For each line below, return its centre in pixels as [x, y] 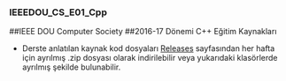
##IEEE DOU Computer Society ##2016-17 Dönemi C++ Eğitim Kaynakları [143, 32]
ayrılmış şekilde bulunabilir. [71, 67]
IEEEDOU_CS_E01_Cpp [58, 12]
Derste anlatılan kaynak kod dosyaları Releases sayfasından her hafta [148, 48]
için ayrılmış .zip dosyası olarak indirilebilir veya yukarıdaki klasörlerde [150, 58]
